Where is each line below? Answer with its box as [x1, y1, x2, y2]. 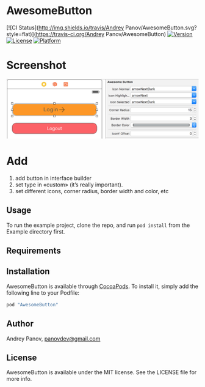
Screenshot [6, 59, 67, 72]
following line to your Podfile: [6, 289, 80, 297]
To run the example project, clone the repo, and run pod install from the [6, 221, 190, 229]
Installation [6, 267, 50, 277]
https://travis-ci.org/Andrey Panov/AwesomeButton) [35, 30, 167, 37]
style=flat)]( [6, 30, 37, 37]
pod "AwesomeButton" [6, 301, 59, 308]
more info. [6, 375, 32, 383]
